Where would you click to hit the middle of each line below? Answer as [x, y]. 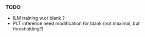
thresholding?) [28, 29]
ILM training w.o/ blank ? [39, 18]
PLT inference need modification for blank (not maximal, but [76, 23]
